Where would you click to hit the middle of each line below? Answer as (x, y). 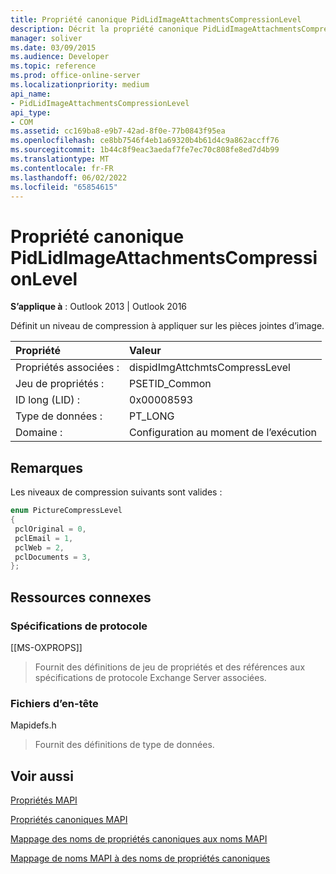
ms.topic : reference (53, 66)
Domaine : (39, 433)
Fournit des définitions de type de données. (124, 745)
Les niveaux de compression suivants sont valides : (116, 492)
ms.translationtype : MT (60, 159)
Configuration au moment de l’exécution (223, 433)
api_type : (31, 112)
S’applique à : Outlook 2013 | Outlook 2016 (99, 307)
